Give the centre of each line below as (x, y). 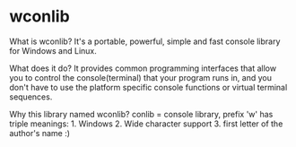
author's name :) (39, 133)
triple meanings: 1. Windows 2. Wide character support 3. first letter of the (146, 124)
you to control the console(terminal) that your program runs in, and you (140, 77)
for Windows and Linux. (53, 50)
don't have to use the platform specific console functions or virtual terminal (148, 87)
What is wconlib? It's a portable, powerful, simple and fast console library (145, 41)
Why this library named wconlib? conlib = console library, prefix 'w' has (141, 114)
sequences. (31, 97)
